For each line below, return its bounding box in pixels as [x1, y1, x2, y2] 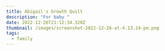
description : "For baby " [6, 14, 70, 20]
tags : [6, 30, 19, 36]
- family [11, 36, 33, 42]
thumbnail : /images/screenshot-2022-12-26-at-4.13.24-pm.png [6, 25, 160, 31]
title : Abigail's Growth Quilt [6, 8, 83, 15]
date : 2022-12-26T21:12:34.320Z [6, 19, 85, 25]
